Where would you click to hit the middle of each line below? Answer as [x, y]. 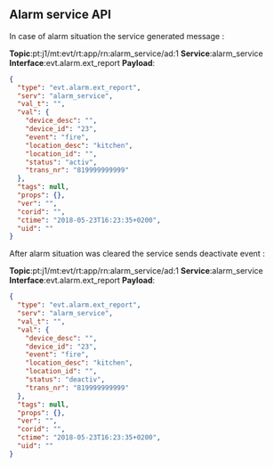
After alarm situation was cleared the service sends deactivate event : [137, 254]
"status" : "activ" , [61, 162]
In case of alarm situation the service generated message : [117, 36]
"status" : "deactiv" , [65, 380]
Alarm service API [60, 15]
